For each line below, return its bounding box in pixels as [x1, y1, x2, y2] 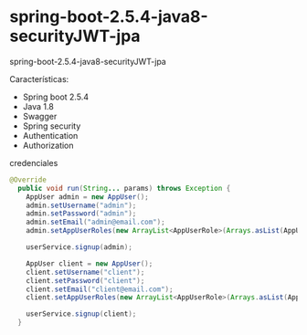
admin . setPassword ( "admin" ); [26, 209, 137, 218]
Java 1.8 [22, 100, 55, 111]
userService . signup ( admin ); [26, 243, 132, 252]
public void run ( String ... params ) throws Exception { [17, 183, 231, 193]
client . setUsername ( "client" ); [26, 267, 145, 277]
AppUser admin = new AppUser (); [26, 192, 149, 202]
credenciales [9, 157, 58, 168]
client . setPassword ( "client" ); [26, 276, 145, 285]
